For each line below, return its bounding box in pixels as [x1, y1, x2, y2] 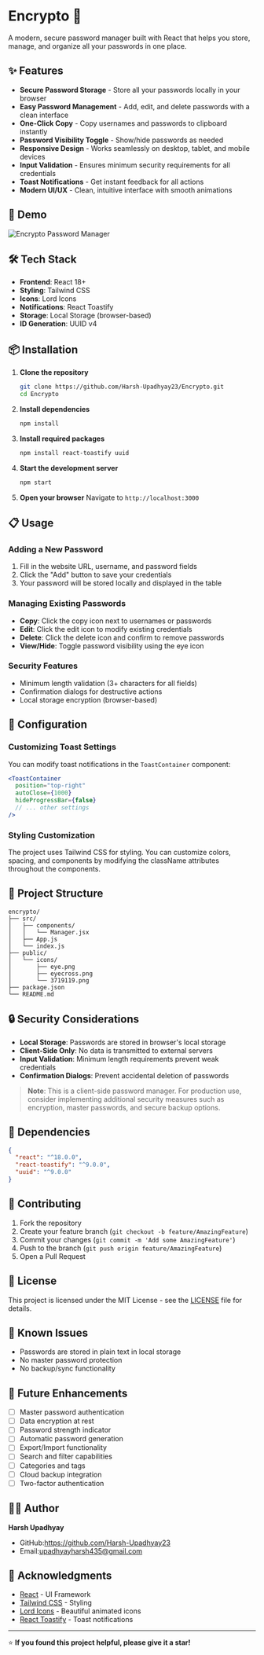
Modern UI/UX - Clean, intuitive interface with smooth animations [19, 185, 233, 195]
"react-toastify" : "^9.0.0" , [15, 1161, 111, 1169]
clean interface [19, 110, 69, 119]
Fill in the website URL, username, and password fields [19, 562, 198, 571]
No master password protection [19, 1356, 123, 1365]
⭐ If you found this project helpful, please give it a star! [8, 1638, 191, 1647]
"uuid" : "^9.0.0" [15, 1169, 72, 1176]
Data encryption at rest [19, 1416, 94, 1426]
